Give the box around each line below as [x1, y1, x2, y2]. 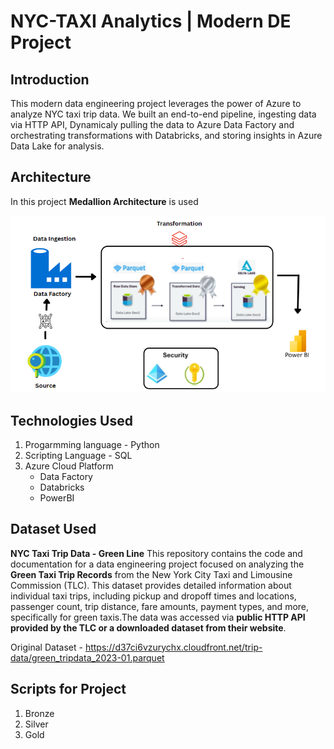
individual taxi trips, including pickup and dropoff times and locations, [10, 590, 297, 602]
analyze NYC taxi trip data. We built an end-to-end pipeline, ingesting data [10, 108, 317, 120]
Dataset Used [10, 521, 97, 538]
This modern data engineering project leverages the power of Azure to [10, 98, 302, 109]
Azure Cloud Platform [24, 460, 114, 472]
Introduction [10, 71, 90, 88]
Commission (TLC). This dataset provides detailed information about [10, 579, 292, 591]
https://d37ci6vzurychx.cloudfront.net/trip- [84, 641, 263, 653]
